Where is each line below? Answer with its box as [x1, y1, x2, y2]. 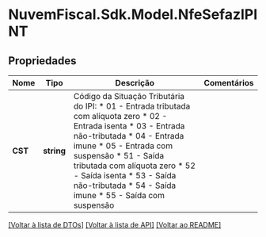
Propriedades [8, 54, 77, 67]
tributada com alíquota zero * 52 [73, 160, 196, 171]
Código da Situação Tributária [73, 91, 184, 101]
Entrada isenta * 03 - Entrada [73, 120, 185, 132]
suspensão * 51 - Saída [73, 151, 165, 161]
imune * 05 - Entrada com [73, 140, 173, 151]
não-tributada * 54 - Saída [73, 180, 177, 191]
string [43, 145, 66, 156]
